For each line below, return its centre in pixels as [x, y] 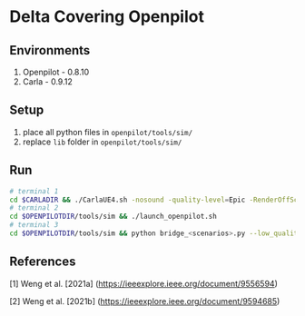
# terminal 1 [34, 191]
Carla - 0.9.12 [47, 82]
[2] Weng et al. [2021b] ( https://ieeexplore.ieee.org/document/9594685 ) [145, 301]
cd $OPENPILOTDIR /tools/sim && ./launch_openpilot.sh [113, 217]
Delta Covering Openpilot [107, 17]
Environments [50, 50]
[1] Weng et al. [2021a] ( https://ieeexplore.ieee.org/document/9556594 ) [144, 283]
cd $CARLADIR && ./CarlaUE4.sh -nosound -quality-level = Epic [128, 200]
